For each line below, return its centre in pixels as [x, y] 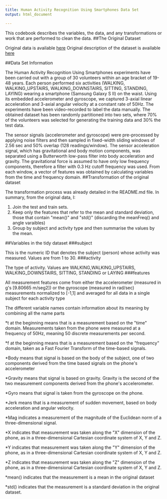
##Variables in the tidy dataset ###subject [49, 243]
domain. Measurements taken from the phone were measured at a [73, 328]
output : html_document [29, 14]
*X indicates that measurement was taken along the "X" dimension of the [80, 432]
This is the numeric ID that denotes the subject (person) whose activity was [83, 252]
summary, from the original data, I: [40, 197]
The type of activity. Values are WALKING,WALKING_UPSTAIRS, [70, 267]
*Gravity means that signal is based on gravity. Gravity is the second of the [82, 378]
